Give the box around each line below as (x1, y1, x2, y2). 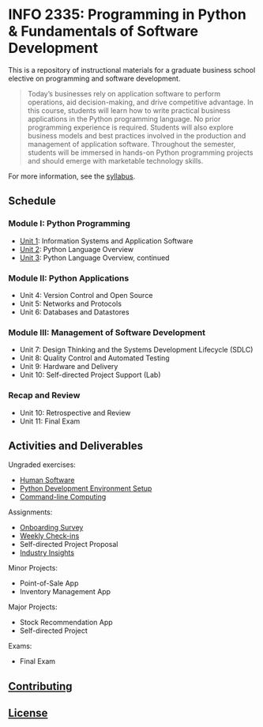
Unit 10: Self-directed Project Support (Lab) (19, 370, 161, 380)
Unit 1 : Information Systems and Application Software (19, 235, 193, 246)
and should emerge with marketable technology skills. (27, 156, 204, 165)
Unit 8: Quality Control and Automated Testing (19, 353, 170, 363)
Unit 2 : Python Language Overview (19, 244, 134, 254)
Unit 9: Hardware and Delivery (19, 362, 118, 371)
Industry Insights (19, 548, 75, 558)
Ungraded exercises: (8, 460, 77, 469)
